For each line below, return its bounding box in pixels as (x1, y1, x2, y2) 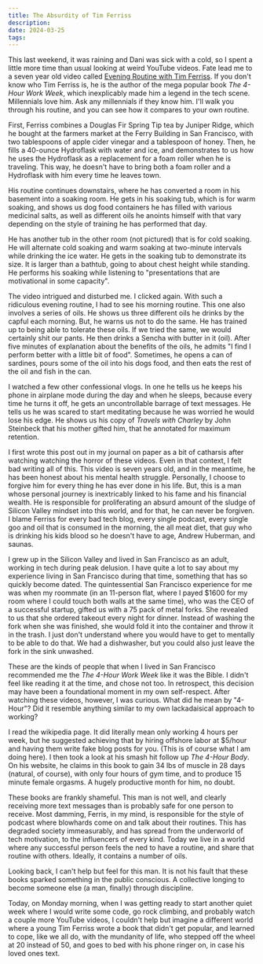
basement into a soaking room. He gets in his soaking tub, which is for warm (8, 194, 256, 204)
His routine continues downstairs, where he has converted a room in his (8, 186, 241, 195)
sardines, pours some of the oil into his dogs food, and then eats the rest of (8, 359, 252, 368)
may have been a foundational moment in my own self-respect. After (8, 687, 230, 696)
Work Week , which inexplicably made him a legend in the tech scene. (26, 88, 250, 98)
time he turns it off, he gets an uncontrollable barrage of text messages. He (8, 399, 251, 408)
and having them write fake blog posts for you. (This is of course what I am (8, 744, 251, 754)
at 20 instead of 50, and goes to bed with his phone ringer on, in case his (8, 940, 245, 950)
